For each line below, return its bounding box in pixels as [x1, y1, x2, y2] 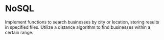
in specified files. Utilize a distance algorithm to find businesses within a [5, 24, 151, 30]
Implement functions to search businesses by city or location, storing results [5, 19, 160, 25]
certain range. [5, 29, 33, 35]
